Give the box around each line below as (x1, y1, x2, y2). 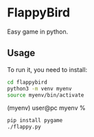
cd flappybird (7, 79, 48, 86)
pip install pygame (7, 117, 63, 124)
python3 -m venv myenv (7, 85, 72, 92)
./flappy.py (7, 123, 41, 131)
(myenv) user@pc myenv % (7, 104, 86, 112)
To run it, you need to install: (7, 65, 88, 73)
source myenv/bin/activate (7, 91, 84, 99)
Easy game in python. (7, 27, 69, 36)
